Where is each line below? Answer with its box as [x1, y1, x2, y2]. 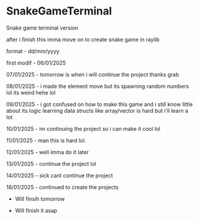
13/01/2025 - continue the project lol [6, 160, 96, 167]
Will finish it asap [14, 207, 58, 214]
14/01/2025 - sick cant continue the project [6, 172, 113, 179]
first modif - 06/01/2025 [6, 59, 66, 66]
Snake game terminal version [6, 24, 79, 31]
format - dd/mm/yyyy [6, 47, 60, 55]
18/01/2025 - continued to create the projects [6, 183, 119, 190]
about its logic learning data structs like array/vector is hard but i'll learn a [6, 107, 188, 114]
